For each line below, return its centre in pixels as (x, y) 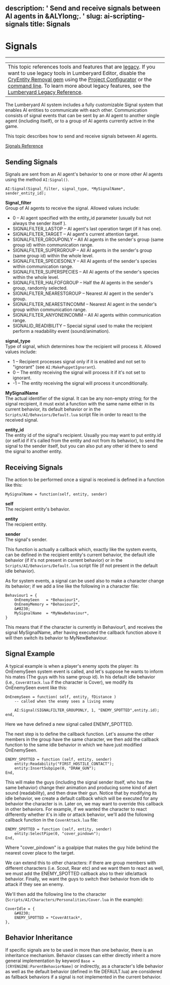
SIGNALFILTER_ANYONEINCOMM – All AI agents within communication (87, 315)
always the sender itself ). (39, 223)
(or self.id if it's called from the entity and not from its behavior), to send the (84, 440)
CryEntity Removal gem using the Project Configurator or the (80, 80)
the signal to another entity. (34, 452)
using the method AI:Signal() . (37, 180)
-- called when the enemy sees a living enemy (64, 701)
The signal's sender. (26, 539)
